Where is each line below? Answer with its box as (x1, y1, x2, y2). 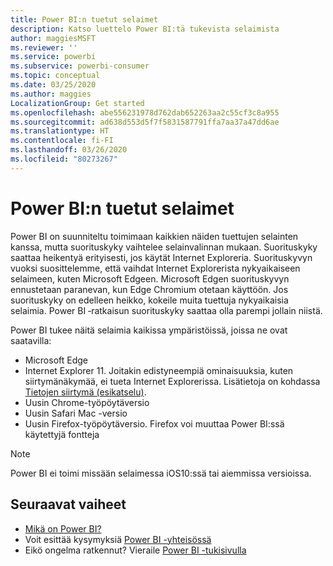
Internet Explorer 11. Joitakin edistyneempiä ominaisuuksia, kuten (24, 364, 294, 376)
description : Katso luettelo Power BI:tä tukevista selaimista (10, 24, 280, 34)
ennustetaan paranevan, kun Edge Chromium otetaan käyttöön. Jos (10, 283, 289, 295)
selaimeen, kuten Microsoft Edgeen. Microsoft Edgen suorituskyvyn (10, 272, 290, 285)
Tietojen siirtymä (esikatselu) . (24, 386, 147, 398)
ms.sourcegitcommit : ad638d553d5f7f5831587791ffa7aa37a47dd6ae (10, 117, 280, 127)
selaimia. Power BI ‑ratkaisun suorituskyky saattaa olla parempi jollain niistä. (10, 304, 323, 316)
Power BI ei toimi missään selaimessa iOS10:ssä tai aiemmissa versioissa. (10, 467, 312, 479)
